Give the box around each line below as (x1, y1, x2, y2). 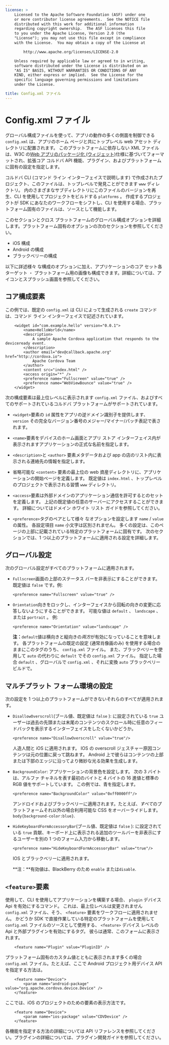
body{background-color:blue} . (12, 813, 76, 819)
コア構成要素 (5, 292, 45, 301)
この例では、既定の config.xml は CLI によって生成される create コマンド (5, 307, 157, 313)
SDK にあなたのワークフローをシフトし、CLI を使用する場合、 (19, 200, 149, 206)
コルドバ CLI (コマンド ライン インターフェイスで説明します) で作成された (5, 174, 158, 180)
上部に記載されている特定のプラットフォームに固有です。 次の (26, 528, 155, 534)
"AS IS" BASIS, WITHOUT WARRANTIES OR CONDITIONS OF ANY (14, 68, 137, 73)
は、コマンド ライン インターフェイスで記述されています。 (5, 313, 126, 319)
